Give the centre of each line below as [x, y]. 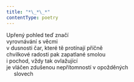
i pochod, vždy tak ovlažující [42, 61]
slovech [23, 73]
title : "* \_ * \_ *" [28, 12]
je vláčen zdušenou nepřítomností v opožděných [67, 67]
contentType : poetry [33, 18]
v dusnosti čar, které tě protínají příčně [55, 48]
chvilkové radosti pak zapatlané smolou [56, 54]
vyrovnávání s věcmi [32, 41]
